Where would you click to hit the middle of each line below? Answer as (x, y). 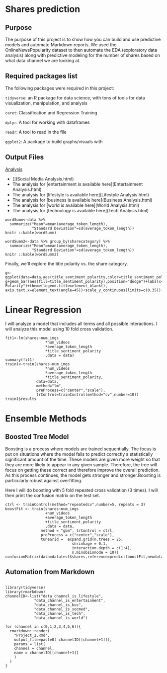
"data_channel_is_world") (61, 618)
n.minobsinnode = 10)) (95, 552)
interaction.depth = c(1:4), (102, 548)
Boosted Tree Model (37, 437)
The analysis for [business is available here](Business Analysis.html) (82, 200)
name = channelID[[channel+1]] (46, 653)
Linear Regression (43, 310)
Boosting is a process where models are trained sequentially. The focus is (81, 449)
